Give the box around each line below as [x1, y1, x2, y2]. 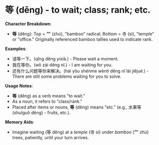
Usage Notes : [5, 83, 33, 89]
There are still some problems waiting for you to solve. [12, 73, 122, 79]
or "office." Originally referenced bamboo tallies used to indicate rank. [12, 36, 153, 42]
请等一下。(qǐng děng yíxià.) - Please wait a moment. [12, 55, 119, 61]
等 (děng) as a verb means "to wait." [12, 93, 85, 99]
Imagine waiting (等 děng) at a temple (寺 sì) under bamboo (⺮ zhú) [12, 129, 149, 135]
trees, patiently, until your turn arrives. [12, 134, 89, 140]
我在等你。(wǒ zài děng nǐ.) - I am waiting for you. [12, 62, 113, 68]
